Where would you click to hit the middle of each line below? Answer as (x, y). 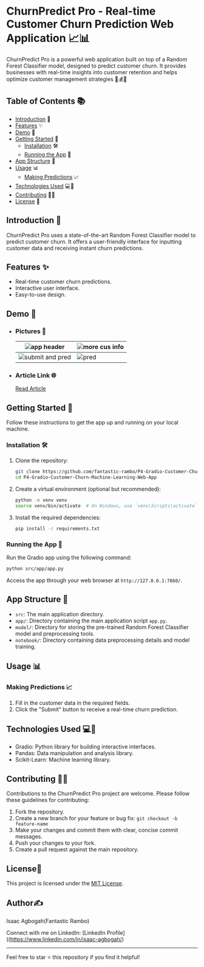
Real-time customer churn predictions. (63, 282)
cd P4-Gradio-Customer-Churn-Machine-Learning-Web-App (86, 477)
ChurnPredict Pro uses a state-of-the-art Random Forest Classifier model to (101, 235)
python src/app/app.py (35, 569)
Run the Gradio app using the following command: (69, 558)
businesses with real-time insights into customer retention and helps (92, 72)
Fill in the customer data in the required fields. (73, 703)
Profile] (116, 932)
